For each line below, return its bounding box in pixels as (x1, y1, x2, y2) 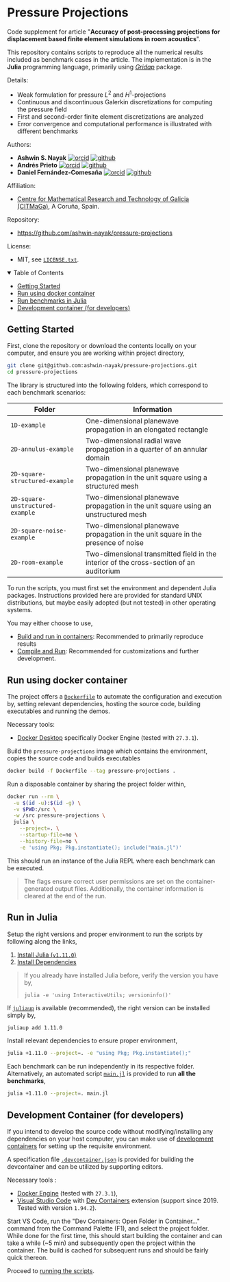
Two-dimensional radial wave (85, 436, 181, 445)
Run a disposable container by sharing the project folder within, (7, 780, 186, 788)
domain (85, 453, 110, 463)
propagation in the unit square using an (85, 501, 212, 511)
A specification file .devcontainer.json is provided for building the (7, 1155, 194, 1163)
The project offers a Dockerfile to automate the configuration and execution (7, 692, 222, 701)
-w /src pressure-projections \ (13, 812, 106, 819)
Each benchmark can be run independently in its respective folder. (7, 1062, 195, 1071)
